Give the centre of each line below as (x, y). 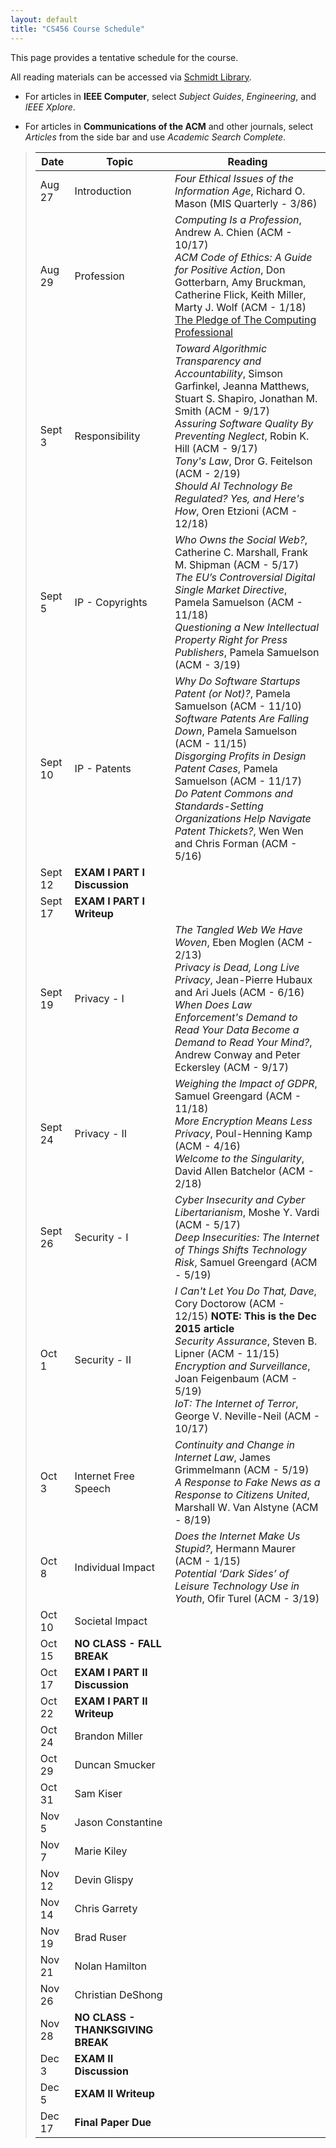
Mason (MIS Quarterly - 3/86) (246, 203)
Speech (92, 1488)
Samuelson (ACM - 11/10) (238, 706)
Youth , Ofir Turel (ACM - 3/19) (247, 1598)
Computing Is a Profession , (238, 219)
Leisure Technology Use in (237, 1586)
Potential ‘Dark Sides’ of (232, 1573)
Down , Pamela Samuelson (236, 731)
